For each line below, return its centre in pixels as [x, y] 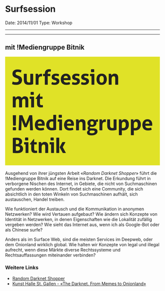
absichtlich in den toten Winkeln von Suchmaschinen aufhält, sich [72, 194]
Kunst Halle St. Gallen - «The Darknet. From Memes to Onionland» [79, 284]
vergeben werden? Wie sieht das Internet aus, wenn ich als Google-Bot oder [82, 225]
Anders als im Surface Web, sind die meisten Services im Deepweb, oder [79, 239]
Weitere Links [22, 268]
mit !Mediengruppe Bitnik [45, 48]
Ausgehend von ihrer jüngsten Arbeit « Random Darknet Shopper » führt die [81, 173]
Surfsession [30, 9]
